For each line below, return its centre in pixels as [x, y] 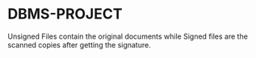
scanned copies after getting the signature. [79, 44]
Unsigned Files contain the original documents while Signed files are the [128, 36]
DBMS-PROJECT [65, 14]
